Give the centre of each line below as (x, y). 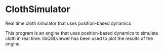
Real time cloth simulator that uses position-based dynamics (68, 23)
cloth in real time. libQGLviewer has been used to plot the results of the (79, 38)
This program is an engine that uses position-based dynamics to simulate (82, 33)
